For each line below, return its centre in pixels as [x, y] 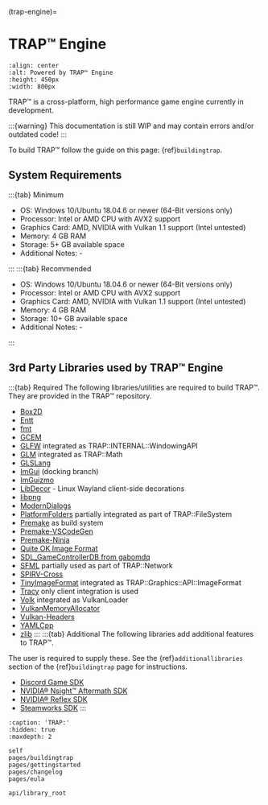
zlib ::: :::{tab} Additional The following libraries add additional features [137, 634]
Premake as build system [62, 522]
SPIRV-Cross [41, 574]
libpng [31, 497]
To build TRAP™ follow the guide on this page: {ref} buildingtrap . [115, 150]
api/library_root [37, 793]
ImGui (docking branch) [59, 471]
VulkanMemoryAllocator [60, 608]
